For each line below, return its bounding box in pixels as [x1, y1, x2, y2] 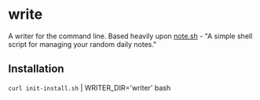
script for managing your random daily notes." [8, 39, 157, 48]
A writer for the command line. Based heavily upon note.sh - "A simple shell [8, 31, 253, 41]
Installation [8, 62, 64, 76]
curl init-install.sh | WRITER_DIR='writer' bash [8, 83, 171, 92]
